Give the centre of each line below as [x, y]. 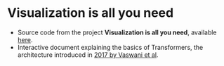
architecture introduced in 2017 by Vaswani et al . [88, 55]
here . [25, 39]
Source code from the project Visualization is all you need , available [117, 32]
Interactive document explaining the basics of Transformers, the [110, 47]
